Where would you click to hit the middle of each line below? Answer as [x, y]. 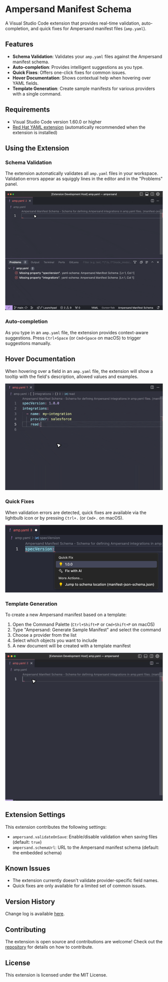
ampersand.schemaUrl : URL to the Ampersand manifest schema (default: [86, 847]
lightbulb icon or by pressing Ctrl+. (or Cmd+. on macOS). [64, 518]
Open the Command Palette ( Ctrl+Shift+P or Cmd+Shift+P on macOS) [83, 625]
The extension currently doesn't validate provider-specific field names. [85, 880]
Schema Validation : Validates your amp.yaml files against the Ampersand [87, 56]
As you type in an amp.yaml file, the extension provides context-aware [77, 332]
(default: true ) [27, 842]
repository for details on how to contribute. [49, 947]
